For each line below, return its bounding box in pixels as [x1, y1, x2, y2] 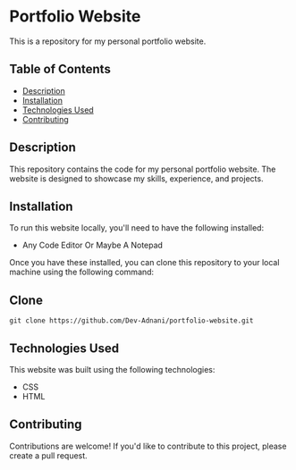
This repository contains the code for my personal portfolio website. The [9, 164, 276, 174]
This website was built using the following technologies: [9, 365, 216, 374]
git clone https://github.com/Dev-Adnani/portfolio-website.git [9, 316, 254, 325]
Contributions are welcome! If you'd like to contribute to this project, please [9, 441, 287, 451]
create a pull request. [9, 449, 88, 461]
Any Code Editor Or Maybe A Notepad [21, 239, 164, 251]
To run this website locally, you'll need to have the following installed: [9, 222, 265, 233]
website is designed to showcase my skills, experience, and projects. [9, 172, 264, 184]
